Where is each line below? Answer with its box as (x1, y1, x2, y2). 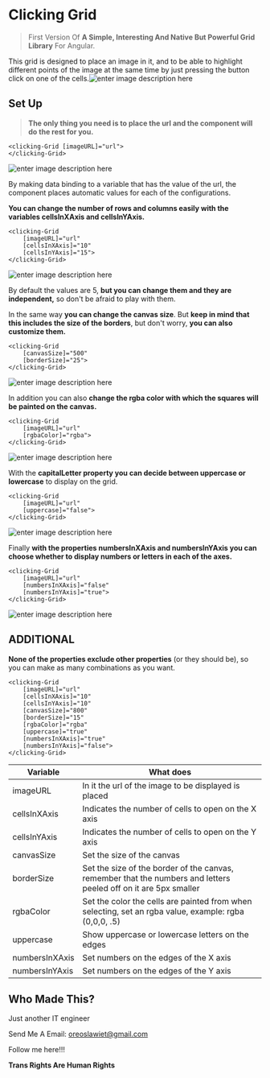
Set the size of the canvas (82, 849, 181, 861)
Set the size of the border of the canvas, (82, 862, 235, 874)
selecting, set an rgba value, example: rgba (82, 906, 245, 917)
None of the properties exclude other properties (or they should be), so (8, 654, 249, 663)
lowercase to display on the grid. (8, 477, 118, 486)
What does (148, 766, 191, 778)
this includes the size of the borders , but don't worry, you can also (8, 318, 233, 328)
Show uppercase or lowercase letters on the (82, 928, 249, 940)
